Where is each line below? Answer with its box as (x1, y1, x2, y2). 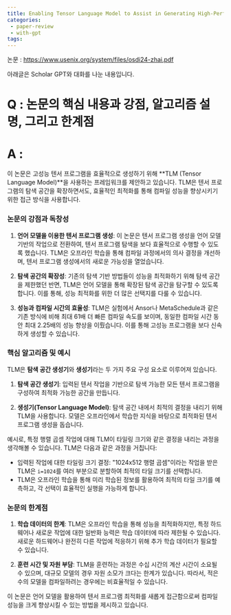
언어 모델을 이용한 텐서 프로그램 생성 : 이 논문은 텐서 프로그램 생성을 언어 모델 (16, 231, 221, 240)
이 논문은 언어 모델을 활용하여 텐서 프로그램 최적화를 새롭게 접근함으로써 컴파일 (7, 592, 219, 601)
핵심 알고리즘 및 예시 (7, 348, 71, 358)
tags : (7, 36, 23, 43)
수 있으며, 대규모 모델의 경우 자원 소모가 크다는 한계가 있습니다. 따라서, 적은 (16, 569, 219, 577)
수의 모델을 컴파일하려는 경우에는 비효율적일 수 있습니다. (16, 578, 168, 586)
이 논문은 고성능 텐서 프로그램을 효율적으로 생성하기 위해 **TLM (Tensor (7, 169, 201, 178)
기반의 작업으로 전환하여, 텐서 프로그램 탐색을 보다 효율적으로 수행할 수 (16, 240, 206, 248)
